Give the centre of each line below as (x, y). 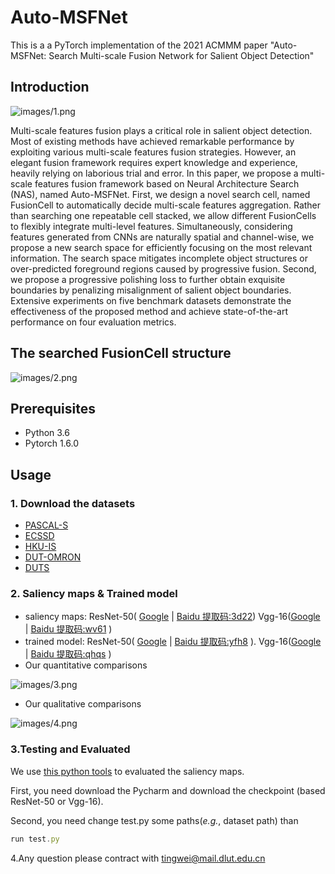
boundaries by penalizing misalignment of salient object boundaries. (151, 290)
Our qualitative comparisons (83, 704)
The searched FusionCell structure (121, 353)
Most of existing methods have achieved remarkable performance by (152, 141)
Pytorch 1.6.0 (51, 443)
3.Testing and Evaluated (70, 749)
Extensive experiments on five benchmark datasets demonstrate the (151, 300)
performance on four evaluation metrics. (93, 322)
